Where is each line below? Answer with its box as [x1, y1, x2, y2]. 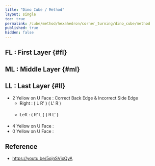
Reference [5, 142, 38, 151]
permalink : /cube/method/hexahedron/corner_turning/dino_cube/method [5, 21, 151, 26]
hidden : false [5, 30, 34, 35]
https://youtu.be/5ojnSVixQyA [12, 156, 73, 162]
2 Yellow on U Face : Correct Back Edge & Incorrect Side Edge [12, 95, 138, 101]
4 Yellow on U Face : [12, 123, 54, 129]
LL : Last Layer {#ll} [5, 82, 66, 90]
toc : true [5, 16, 26, 21]
